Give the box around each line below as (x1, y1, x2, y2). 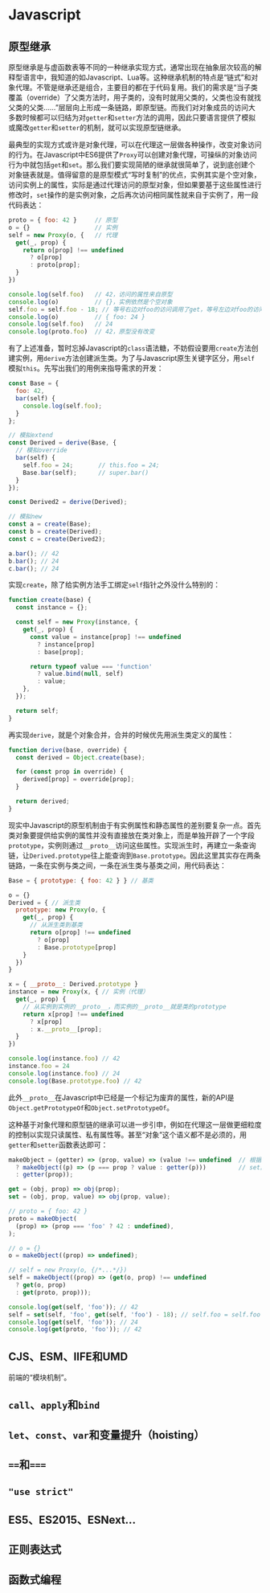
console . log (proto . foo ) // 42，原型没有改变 (8, 328, 155, 336)
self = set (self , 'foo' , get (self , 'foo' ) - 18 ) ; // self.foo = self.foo (8, 1310, 261, 1319)
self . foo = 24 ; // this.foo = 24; (22, 461, 160, 469)
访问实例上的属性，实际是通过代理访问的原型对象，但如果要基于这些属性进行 (8, 180, 262, 190)
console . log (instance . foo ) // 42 (8, 1054, 121, 1063)
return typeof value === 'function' (29, 662, 153, 670)
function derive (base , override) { (8, 746, 128, 754)
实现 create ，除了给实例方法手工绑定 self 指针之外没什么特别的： (8, 580, 221, 590)
